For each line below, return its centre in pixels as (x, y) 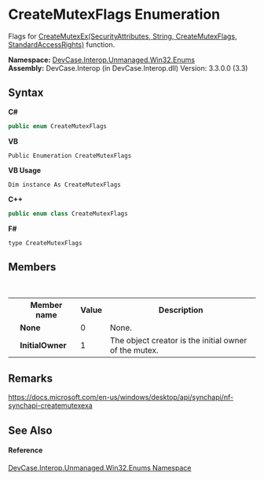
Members (32, 267)
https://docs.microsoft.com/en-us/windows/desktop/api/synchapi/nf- (121, 398)
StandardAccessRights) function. (62, 44)
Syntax (26, 93)
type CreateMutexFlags (45, 243)
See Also (30, 430)
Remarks (31, 378)
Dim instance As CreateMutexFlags (65, 185)
